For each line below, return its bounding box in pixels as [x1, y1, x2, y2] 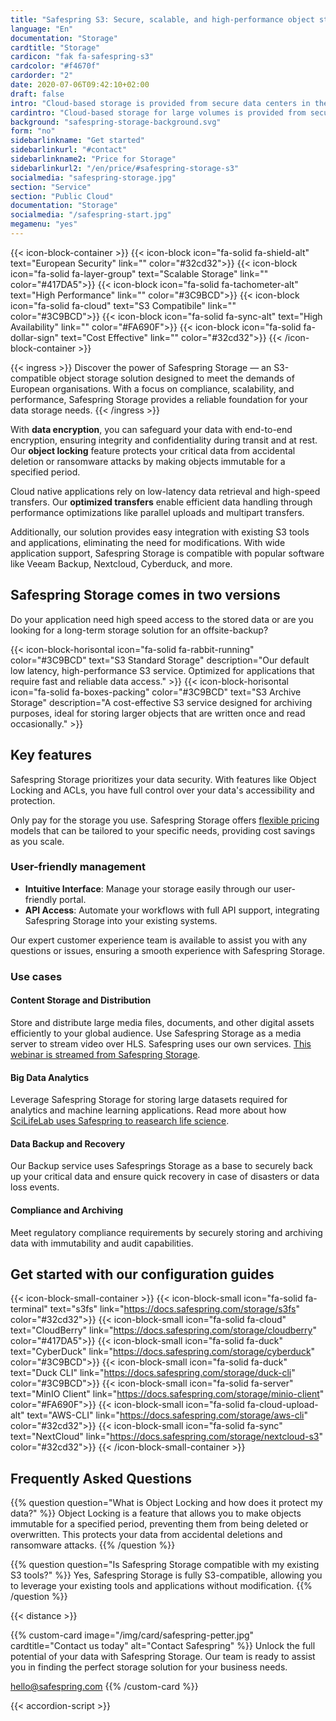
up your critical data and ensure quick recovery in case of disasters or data [10, 1171, 320, 1183]
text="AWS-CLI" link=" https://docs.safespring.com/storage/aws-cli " [26, 1409, 308, 1421]
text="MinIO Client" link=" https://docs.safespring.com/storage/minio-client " [10, 1388, 325, 1400]
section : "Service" [10, 182, 92, 192]
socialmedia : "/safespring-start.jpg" [10, 210, 172, 220]
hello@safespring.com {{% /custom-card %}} [10, 1681, 199, 1693]
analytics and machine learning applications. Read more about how [10, 1104, 287, 1116]
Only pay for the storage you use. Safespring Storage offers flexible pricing [10, 814, 320, 826]
